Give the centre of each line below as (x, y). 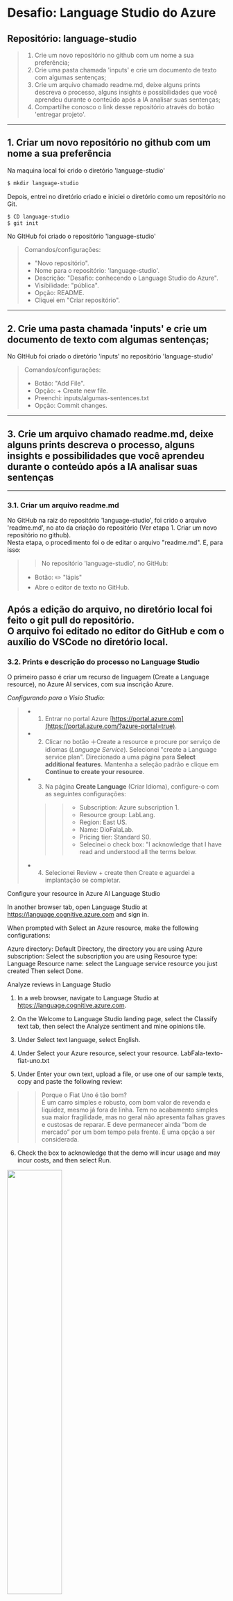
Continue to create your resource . (95, 772)
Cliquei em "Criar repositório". (77, 300)
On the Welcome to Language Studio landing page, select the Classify (117, 1019)
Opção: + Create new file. (71, 391)
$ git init (23, 223)
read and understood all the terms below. (138, 852)
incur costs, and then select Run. (64, 1160)
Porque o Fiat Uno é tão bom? (84, 1095)
